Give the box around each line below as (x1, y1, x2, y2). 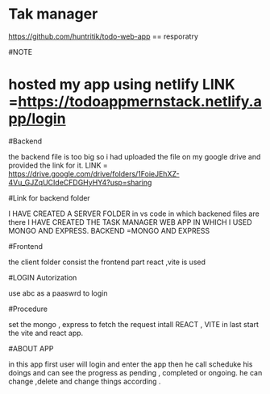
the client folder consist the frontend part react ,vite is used (8, 257, 206, 267)
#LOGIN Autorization (8, 272, 77, 282)
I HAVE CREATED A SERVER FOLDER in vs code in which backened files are (8, 209, 260, 218)
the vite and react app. (8, 328, 84, 338)
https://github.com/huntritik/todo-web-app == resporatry (8, 31, 199, 41)
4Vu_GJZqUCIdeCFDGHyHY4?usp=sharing (8, 177, 152, 187)
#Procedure (8, 304, 48, 313)
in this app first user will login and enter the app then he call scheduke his (8, 359, 253, 369)
